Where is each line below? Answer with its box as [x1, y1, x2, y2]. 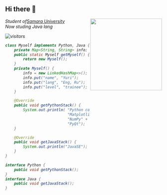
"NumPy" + [67, 117, 88, 122]
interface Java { [5, 177, 41, 182]
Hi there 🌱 [5, 5, 36, 13]
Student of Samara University [5, 18, 65, 24]
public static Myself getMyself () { [14, 52, 90, 57]
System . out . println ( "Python [23, 108, 83, 113]
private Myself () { [14, 66, 55, 71]
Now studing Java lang [5, 23, 53, 29]
